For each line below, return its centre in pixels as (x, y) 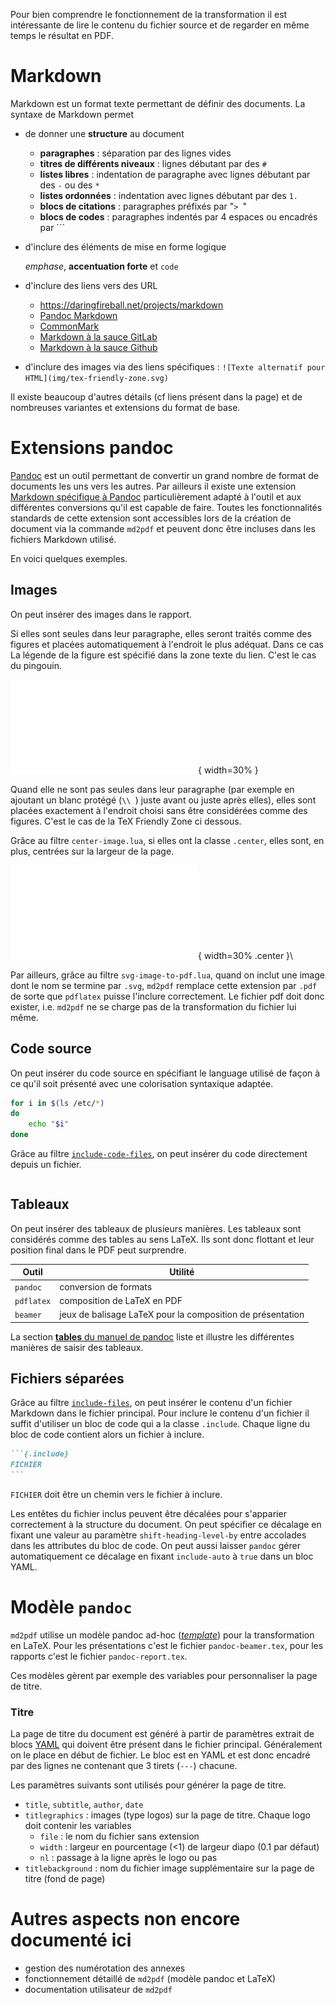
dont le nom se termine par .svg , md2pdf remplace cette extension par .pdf (164, 985)
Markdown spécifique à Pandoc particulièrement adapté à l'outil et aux (156, 496)
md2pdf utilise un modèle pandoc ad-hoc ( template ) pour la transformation (162, 1635)
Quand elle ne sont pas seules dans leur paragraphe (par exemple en (152, 789)
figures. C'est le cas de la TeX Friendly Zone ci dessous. (126, 821)
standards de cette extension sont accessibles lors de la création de (151, 518)
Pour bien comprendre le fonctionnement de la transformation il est (149, 14)
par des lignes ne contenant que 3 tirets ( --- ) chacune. (124, 1766)
